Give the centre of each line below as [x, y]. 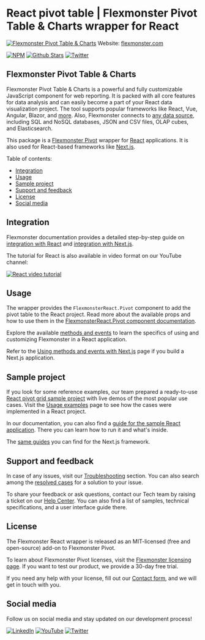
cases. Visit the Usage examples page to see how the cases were [89, 405]
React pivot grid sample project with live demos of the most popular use [97, 398]
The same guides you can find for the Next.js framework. [78, 442]
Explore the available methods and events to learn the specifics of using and [102, 333]
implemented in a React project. [47, 412]
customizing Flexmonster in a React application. [67, 339]
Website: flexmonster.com [130, 43]
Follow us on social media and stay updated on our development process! [99, 619]
